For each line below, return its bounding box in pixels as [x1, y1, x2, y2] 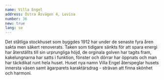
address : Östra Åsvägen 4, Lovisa [5, 12, 76, 17]
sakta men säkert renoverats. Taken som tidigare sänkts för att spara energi [5, 44, 158, 50]
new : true [5, 21, 25, 26]
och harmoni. [5, 70, 32, 76]
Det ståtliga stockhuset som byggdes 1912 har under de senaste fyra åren [5, 39, 154, 45]
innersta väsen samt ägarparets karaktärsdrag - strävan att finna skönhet [5, 65, 153, 71]
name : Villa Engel [5, 7, 43, 12]
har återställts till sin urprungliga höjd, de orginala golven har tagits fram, [5, 50, 152, 55]
